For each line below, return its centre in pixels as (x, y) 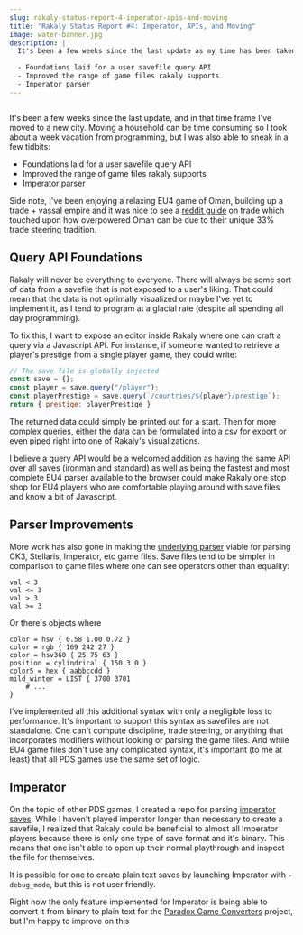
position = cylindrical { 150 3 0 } (78, 663)
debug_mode (30, 885)
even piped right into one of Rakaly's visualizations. (105, 440)
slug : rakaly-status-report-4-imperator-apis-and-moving (119, 18)
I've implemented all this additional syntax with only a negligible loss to (141, 711)
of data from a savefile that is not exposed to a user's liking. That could (141, 289)
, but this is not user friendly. (102, 884)
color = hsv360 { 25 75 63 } (64, 655)
